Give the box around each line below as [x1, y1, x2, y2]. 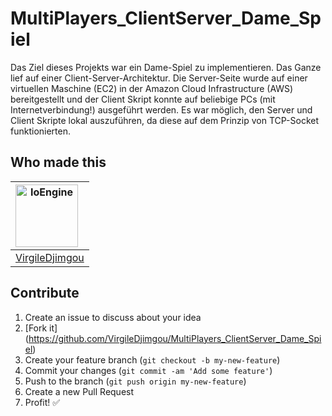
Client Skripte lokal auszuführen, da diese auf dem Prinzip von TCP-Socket [10, 114, 320, 126]
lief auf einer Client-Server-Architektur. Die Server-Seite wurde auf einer [10, 72, 308, 84]
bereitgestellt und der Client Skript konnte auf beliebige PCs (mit [10, 93, 276, 105]
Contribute [10, 285, 80, 302]
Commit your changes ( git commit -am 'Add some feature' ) [24, 364, 273, 376]
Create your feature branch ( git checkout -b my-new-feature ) [24, 353, 281, 366]
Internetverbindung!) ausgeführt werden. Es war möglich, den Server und [10, 103, 313, 116]
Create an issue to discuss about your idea [24, 311, 202, 323]
